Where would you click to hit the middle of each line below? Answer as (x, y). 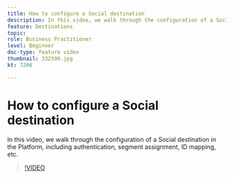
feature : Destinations (40, 26)
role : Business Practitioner (49, 39)
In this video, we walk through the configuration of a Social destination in (112, 139)
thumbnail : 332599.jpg (40, 59)
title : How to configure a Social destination (76, 14)
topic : (17, 33)
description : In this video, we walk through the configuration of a (110, 20)
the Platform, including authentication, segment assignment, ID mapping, (112, 147)
